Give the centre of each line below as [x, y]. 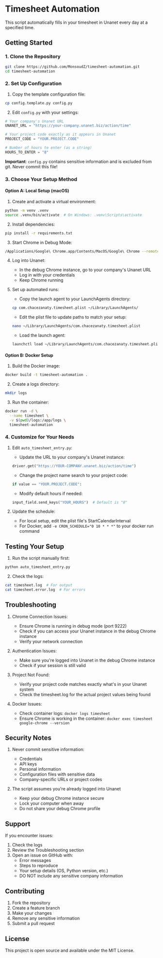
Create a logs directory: [36, 384]
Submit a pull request [33, 924]
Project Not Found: [31, 675]
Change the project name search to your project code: [73, 475]
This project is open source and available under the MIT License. [70, 950]
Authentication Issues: [34, 650]
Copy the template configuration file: [49, 94]
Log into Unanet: [29, 260]
